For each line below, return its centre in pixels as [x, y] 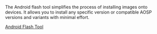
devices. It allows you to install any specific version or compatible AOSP [78, 12]
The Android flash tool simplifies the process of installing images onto [76, 7]
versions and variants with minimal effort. [47, 17]
